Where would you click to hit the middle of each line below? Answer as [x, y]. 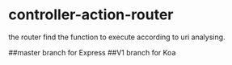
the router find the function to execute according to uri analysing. [117, 37]
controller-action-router [91, 15]
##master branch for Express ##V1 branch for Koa [92, 52]
